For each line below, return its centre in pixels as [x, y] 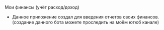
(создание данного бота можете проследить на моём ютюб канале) [86, 22]
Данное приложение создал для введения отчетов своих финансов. [86, 17]
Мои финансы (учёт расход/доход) [42, 7]
